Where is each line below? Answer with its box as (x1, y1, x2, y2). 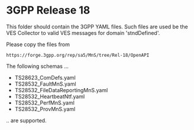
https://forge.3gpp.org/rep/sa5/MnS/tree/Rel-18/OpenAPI (6, 52, 150, 58)
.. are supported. (6, 116, 47, 124)
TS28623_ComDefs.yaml (14, 74, 76, 81)
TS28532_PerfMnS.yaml (14, 99, 75, 106)
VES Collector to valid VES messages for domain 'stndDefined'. (6, 29, 160, 36)
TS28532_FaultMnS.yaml (14, 80, 76, 87)
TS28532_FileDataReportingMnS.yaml (14, 86, 108, 93)
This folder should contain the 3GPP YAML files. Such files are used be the (6, 23, 188, 30)
